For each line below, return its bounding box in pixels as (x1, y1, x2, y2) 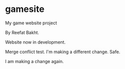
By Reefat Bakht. (5, 29, 40, 35)
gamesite (5, 3, 45, 15)
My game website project (5, 20, 57, 26)
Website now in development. (5, 39, 66, 45)
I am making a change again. (5, 58, 64, 64)
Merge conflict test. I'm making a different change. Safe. (5, 49, 121, 55)
